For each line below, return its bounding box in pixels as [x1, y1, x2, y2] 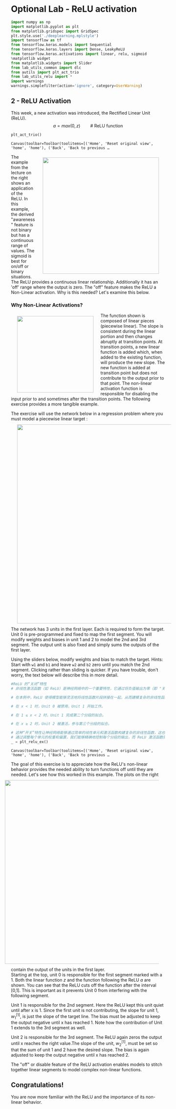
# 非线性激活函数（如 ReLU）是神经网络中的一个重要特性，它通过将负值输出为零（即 [11, 686, 157, 691]
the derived [11, 211, 34, 217]
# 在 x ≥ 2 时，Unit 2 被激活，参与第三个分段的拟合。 [11, 722, 112, 726]
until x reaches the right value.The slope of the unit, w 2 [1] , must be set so [11, 1039, 158, 1047]
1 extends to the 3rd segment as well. [11, 1025, 86, 1031]
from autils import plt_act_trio [11, 70, 79, 74]
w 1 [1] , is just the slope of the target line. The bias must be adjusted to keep [11, 1013, 161, 1020]
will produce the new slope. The [100, 360, 165, 365]
